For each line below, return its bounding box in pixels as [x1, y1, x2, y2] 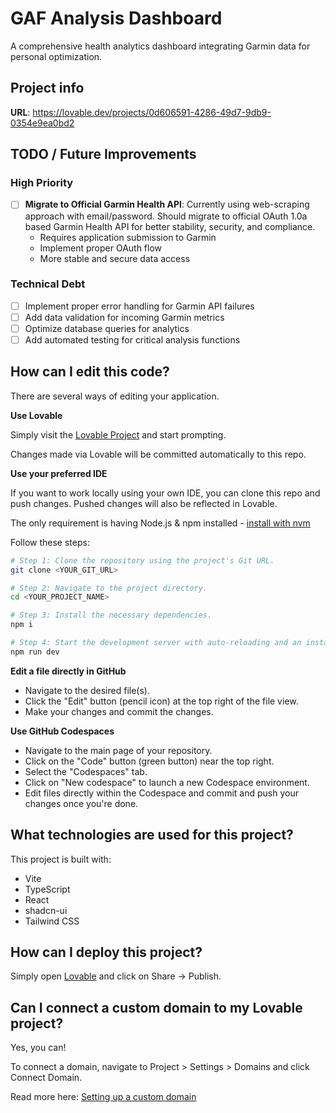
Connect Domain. [10, 1072, 83, 1084]
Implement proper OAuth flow [39, 242, 163, 254]
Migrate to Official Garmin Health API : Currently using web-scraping [24, 198, 310, 211]
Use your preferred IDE [10, 467, 108, 479]
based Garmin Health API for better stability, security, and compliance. [24, 220, 316, 232]
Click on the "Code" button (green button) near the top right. [24, 755, 275, 767]
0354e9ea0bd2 [10, 117, 75, 129]
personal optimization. [10, 50, 103, 62]
